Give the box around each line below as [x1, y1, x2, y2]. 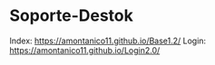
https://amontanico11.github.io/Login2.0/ [9, 44, 161, 55]
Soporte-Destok [9, 5, 134, 26]
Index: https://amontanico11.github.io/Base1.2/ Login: [9, 35, 207, 46]
